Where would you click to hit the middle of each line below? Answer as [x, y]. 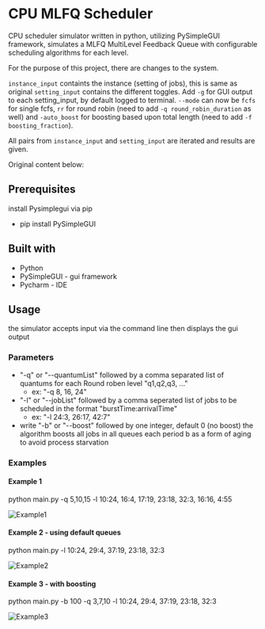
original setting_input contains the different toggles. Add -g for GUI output [131, 91]
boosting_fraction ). [41, 125]
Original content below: [46, 164]
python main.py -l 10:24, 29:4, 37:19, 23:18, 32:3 [86, 550]
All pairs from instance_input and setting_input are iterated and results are [132, 140]
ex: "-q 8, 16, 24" [59, 391]
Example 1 [25, 482]
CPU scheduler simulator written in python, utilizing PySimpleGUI [114, 36]
